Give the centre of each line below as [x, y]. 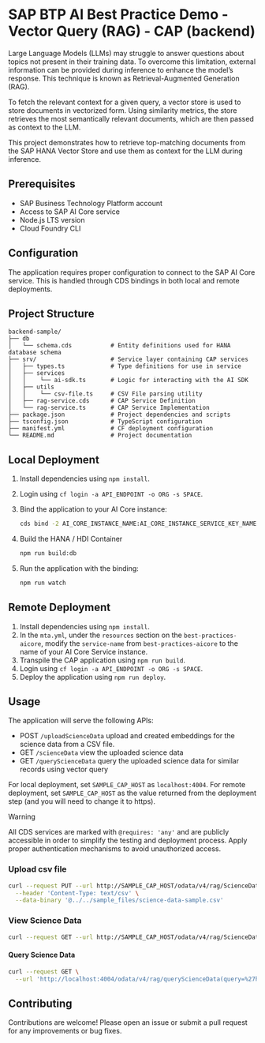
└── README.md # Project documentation [100, 436]
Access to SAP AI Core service [70, 212]
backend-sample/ [35, 332]
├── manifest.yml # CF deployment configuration [111, 429]
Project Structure [51, 313]
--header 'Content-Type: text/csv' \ [77, 893]
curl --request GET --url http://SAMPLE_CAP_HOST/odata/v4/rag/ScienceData [135, 937]
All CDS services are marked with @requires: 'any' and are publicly [119, 832]
